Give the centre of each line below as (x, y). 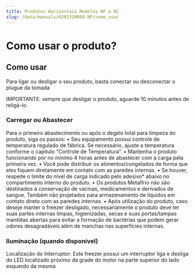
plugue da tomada (28, 88)
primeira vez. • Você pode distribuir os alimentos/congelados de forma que (97, 163)
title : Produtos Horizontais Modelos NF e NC (62, 11)
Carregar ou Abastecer (40, 120)
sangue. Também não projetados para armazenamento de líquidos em (91, 195)
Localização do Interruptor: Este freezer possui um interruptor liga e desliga (97, 254)
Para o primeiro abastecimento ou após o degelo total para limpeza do (91, 133)
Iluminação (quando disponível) (52, 241)
